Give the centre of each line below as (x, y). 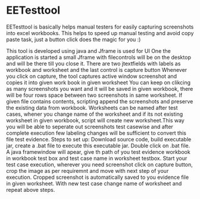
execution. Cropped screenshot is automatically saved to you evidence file (98, 177)
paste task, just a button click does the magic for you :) (74, 39)
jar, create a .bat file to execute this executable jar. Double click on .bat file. (98, 146)
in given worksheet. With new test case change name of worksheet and (94, 183)
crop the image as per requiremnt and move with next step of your (87, 170)
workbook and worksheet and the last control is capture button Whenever (97, 70)
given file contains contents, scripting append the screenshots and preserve (100, 101)
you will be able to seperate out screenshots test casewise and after (90, 127)
